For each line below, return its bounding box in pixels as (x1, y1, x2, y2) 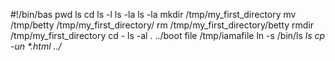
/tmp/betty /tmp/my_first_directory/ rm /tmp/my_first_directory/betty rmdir (10, 19, 315, 31)
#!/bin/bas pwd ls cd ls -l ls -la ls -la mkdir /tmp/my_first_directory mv (10, 9, 297, 20)
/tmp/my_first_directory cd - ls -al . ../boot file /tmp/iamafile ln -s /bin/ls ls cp (10, 30, 326, 41)
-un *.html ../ (10, 40, 62, 52)
